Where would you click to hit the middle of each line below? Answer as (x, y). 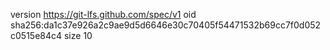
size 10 (78, 35)
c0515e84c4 (36, 35)
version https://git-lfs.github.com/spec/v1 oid (103, 14)
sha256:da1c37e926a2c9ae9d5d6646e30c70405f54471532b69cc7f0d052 (166, 25)
